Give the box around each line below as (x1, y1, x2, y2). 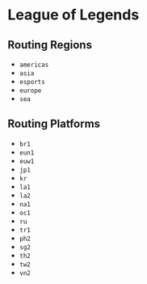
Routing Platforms (7, 117, 101, 131)
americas (19, 61, 49, 69)
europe (19, 87, 42, 95)
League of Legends (7, 6, 140, 24)
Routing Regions (7, 38, 92, 52)
